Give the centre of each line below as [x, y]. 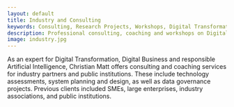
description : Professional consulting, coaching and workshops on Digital [118, 33]
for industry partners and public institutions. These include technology [108, 74]
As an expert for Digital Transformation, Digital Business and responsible [111, 59]
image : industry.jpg [37, 40]
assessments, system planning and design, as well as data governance [109, 81]
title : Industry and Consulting [54, 20]
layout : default [31, 14]
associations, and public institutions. [60, 96]
